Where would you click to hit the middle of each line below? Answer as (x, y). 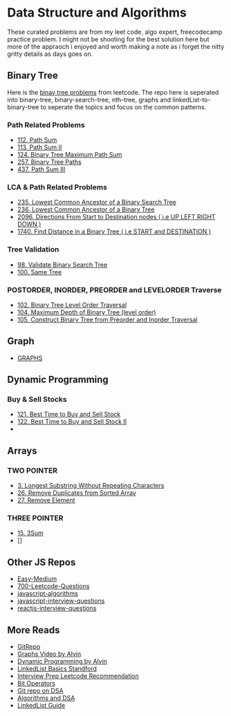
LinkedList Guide (41, 706)
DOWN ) (29, 224)
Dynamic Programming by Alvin (62, 661)
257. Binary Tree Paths (49, 162)
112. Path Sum (37, 140)
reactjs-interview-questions (57, 608)
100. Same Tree (39, 272)
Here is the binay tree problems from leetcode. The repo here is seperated (113, 92)
